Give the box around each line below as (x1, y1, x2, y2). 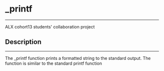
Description (5, 38, 41, 46)
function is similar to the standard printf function (5, 60, 102, 66)
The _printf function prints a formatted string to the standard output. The (5, 55, 151, 61)
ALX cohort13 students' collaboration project (5, 24, 95, 29)
